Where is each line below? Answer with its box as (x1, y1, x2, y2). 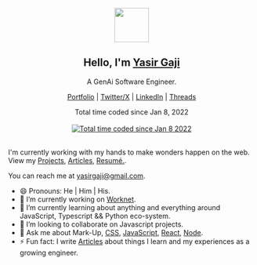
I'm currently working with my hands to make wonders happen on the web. (8, 147, 250, 157)
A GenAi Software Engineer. (86, 77, 177, 86)
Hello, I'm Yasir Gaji (83, 56, 180, 70)
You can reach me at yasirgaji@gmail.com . (8, 171, 146, 180)
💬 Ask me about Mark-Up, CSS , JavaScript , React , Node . (19, 227, 204, 237)
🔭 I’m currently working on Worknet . (19, 194, 136, 204)
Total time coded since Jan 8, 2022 (74, 107, 190, 117)
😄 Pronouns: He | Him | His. (19, 186, 111, 195)
